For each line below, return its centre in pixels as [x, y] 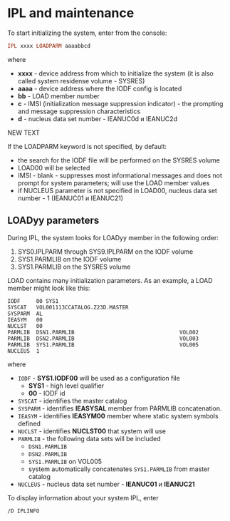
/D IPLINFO [23, 511]
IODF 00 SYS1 [33, 301]
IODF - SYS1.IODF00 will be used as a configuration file [99, 378]
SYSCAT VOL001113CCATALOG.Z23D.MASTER [68, 307]
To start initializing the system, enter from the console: [87, 33]
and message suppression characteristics [79, 111]
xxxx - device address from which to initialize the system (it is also [115, 73]
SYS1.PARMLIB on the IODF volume [69, 259]
